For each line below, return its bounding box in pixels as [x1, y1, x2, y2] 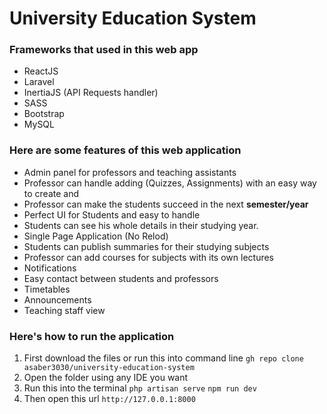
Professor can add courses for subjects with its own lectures [23, 251, 275, 263]
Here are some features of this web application [9, 143, 242, 157]
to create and [23, 187, 80, 199]
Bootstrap [23, 108, 65, 120]
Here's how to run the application [9, 329, 175, 343]
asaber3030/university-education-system [23, 363, 195, 373]
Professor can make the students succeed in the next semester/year [23, 198, 309, 210]
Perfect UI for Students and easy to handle [23, 208, 201, 221]
